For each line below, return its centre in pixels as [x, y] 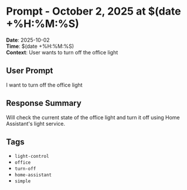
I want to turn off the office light [45, 85]
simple [23, 181]
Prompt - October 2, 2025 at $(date [93, 11]
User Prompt [30, 71]
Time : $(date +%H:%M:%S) [40, 46]
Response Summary [44, 103]
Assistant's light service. [36, 123]
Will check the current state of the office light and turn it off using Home [93, 117]
